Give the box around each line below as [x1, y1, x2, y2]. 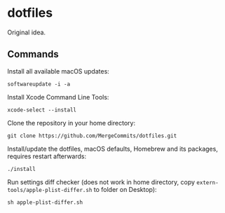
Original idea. [7, 28, 46, 36]
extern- [196, 179, 219, 186]
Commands [7, 48, 60, 60]
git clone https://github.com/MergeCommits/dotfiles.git [7, 132, 177, 139]
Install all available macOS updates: [7, 67, 110, 75]
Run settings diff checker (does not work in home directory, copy [7, 177, 195, 186]
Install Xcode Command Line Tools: [7, 92, 109, 101]
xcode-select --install [7, 106, 77, 114]
